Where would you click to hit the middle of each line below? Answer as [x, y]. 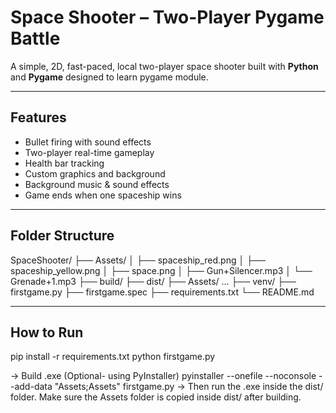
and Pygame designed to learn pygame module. [109, 77]
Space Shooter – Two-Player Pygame [167, 17]
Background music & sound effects [97, 184]
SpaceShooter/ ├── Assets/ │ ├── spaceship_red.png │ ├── [138, 260]
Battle [35, 38]
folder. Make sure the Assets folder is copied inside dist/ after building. [156, 397]
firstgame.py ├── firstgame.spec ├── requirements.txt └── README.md [162, 292]
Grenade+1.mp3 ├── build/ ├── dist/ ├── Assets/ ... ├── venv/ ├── [153, 281]
